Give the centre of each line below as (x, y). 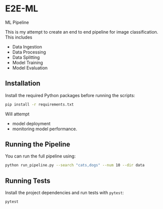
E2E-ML (22, 9)
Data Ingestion (27, 47)
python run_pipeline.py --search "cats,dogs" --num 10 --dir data (75, 165)
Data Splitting (26, 57)
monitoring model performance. (45, 129)
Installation (23, 83)
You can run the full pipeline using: (40, 156)
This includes (19, 37)
